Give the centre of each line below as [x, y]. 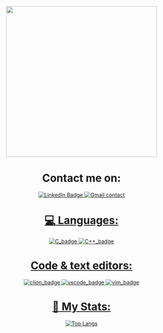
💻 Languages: [81, 220]
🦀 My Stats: [81, 306]
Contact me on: [81, 178]
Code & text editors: [81, 266]
